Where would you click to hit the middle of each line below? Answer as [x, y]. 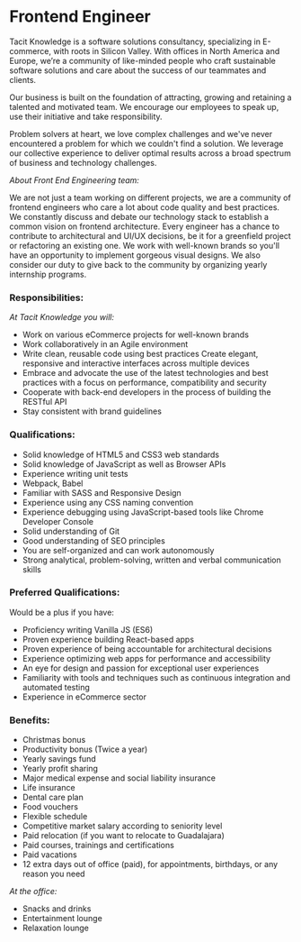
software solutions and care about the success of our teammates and [138, 70]
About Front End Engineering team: [74, 180]
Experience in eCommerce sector [84, 697]
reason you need [53, 874]
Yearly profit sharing [60, 769]
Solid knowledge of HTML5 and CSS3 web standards [121, 454]
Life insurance [49, 788]
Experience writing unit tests [75, 473]
